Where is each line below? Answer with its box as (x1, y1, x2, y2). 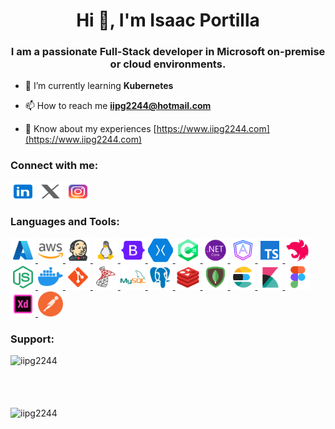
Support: (10, 332, 55, 346)
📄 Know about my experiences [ (24, 123, 157, 135)
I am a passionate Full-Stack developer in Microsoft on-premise (10, 45, 326, 59)
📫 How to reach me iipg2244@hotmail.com (24, 100, 212, 112)
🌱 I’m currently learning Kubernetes (24, 80, 174, 92)
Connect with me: (10, 159, 99, 173)
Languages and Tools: (10, 214, 120, 228)
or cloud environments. (109, 57, 227, 71)
